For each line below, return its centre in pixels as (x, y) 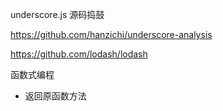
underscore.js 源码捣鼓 (57, 14)
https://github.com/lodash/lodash (79, 54)
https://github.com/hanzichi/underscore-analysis (111, 34)
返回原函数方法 (55, 96)
